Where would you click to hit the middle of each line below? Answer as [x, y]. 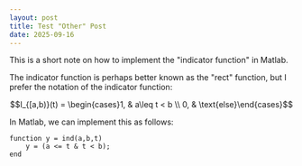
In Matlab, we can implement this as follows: [92, 122]
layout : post [34, 18]
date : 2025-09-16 [42, 34]
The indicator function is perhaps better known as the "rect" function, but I [148, 78]
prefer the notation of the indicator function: [91, 88]
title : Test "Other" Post [58, 26]
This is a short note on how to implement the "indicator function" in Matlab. [149, 60]
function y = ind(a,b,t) [56, 139]
